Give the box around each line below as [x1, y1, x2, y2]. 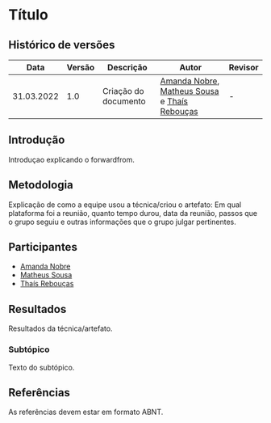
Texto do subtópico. [8, 362, 75, 372]
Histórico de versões [8, 38, 115, 52]
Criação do [102, 86, 144, 96]
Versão [66, 62, 95, 73]
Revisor [228, 62, 259, 73]
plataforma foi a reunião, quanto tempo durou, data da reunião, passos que [8, 208, 258, 218]
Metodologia [8, 178, 74, 192]
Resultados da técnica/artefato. [8, 324, 113, 333]
